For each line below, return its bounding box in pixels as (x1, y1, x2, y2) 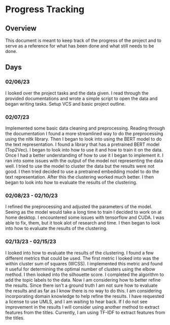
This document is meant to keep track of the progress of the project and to (5, 37, 161, 43)
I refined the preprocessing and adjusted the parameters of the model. (5, 204, 153, 210)
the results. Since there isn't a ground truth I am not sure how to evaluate (5, 282, 158, 288)
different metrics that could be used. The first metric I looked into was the (5, 255, 159, 261)
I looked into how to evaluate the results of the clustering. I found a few (5, 249, 154, 256)
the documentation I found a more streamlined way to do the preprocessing (5, 130, 163, 136)
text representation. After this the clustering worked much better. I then (5, 173, 154, 180)
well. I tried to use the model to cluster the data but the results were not (5, 163, 155, 169)
